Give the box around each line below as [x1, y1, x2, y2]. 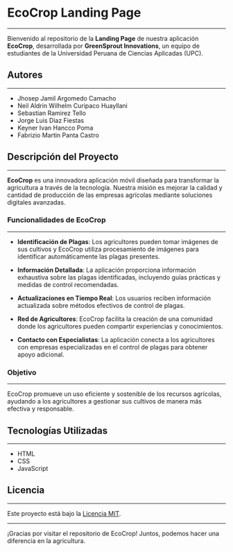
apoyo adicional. [17, 350, 64, 359]
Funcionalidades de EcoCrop [7, 215, 106, 225]
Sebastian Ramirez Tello [17, 109, 87, 117]
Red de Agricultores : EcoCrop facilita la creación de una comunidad [17, 314, 213, 323]
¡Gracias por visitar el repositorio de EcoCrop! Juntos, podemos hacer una [7, 529, 220, 537]
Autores [7, 69, 43, 81]
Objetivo [7, 368, 37, 377]
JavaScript [17, 464, 49, 472]
